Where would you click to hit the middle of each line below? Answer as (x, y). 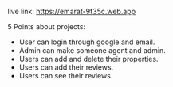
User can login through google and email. (87, 42)
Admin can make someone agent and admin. (92, 50)
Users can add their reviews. (66, 67)
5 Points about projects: (46, 26)
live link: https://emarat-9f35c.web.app (72, 11)
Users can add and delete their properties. (88, 59)
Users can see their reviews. (66, 76)
